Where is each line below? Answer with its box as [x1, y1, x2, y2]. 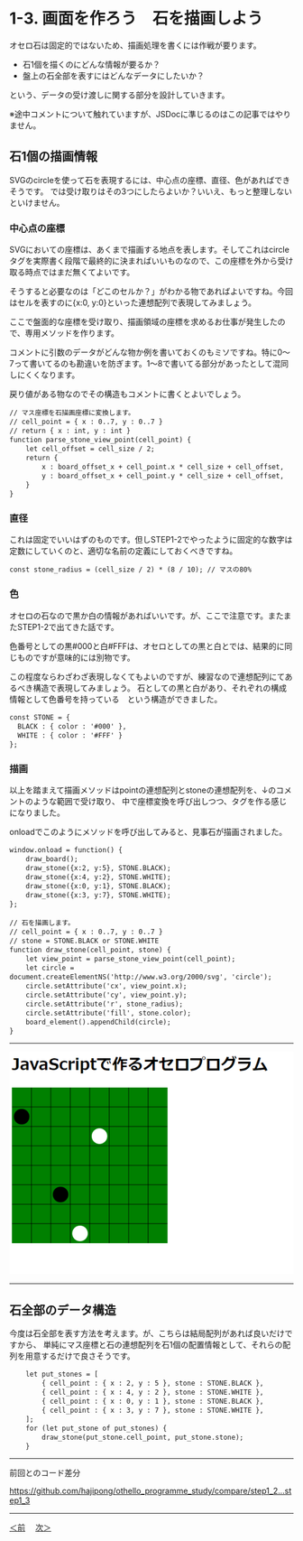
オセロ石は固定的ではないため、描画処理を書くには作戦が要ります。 [9, 40, 262, 51]
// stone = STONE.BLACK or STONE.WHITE [9, 936, 160, 945]
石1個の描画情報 [9, 149, 98, 164]
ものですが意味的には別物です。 [16, 652, 135, 663]
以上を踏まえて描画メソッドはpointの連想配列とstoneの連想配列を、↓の [9, 784, 277, 795]
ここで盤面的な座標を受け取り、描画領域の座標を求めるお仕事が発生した [9, 317, 278, 328]
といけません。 [9, 197, 65, 208]
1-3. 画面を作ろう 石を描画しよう [9, 8, 263, 29]
